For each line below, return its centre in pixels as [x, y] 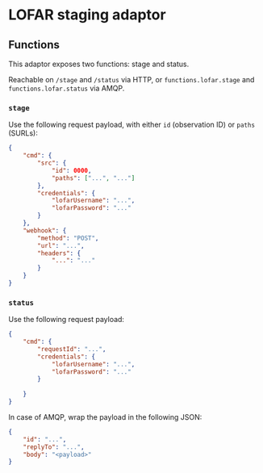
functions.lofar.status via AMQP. [67, 88]
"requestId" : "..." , [72, 349]
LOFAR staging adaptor [88, 15]
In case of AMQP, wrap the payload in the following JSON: [105, 416]
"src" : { [52, 163]
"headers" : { [59, 253]
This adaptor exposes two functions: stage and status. [99, 64]
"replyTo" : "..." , [54, 447]
